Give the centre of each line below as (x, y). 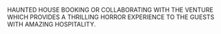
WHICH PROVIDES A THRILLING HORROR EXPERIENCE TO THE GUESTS (111, 17)
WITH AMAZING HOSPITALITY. (51, 24)
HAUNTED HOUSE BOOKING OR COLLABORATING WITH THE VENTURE (110, 10)
